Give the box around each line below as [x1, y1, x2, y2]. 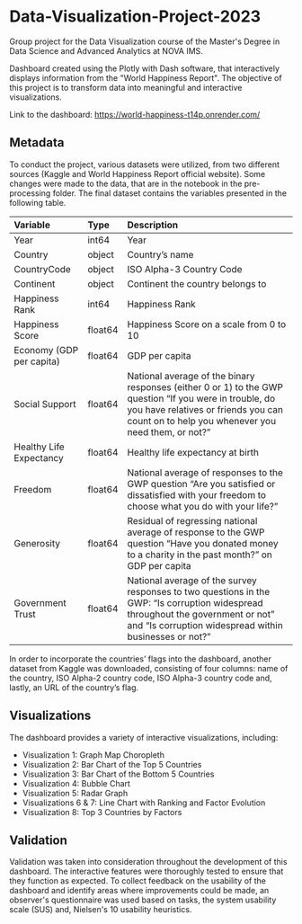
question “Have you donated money [127, 537, 279, 549]
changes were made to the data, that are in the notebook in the [9, 178, 243, 189]
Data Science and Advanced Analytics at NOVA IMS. [9, 45, 204, 56]
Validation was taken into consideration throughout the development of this [9, 857, 288, 867]
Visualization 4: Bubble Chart [22, 777, 130, 788]
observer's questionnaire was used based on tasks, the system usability [9, 894, 277, 905]
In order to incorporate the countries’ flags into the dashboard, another [9, 653, 271, 664]
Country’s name [127, 248, 194, 261]
